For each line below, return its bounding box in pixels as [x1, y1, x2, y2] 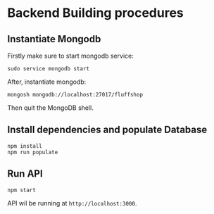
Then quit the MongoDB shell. [7, 103, 94, 112]
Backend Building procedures [7, 5, 184, 21]
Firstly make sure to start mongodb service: [7, 51, 134, 60]
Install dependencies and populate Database [7, 124, 208, 136]
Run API [7, 168, 44, 180]
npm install [7, 142, 42, 149]
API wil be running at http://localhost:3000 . [7, 199, 137, 207]
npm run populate [7, 149, 58, 156]
